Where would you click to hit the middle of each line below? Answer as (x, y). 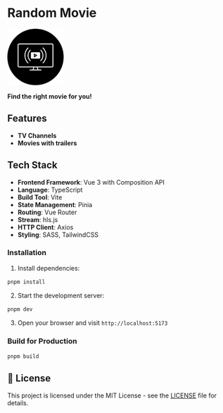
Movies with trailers (47, 143)
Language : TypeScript (50, 190)
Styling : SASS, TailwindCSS (58, 235)
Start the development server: (61, 295)
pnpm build (23, 356)
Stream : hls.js (38, 219)
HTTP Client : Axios (45, 227)
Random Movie (52, 13)
